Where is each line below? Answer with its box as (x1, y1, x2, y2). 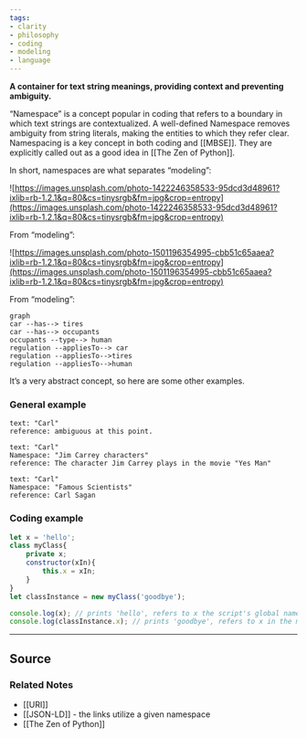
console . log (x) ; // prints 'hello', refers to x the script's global (9, 608, 281, 617)
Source (9, 650, 52, 667)
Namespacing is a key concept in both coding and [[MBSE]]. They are (9, 138, 272, 148)
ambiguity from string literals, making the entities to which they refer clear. (9, 128, 290, 138)
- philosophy (9, 30, 59, 39)
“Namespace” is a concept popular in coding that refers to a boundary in (9, 109, 283, 119)
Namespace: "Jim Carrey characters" (9, 451, 149, 460)
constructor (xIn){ (26, 558, 96, 567)
